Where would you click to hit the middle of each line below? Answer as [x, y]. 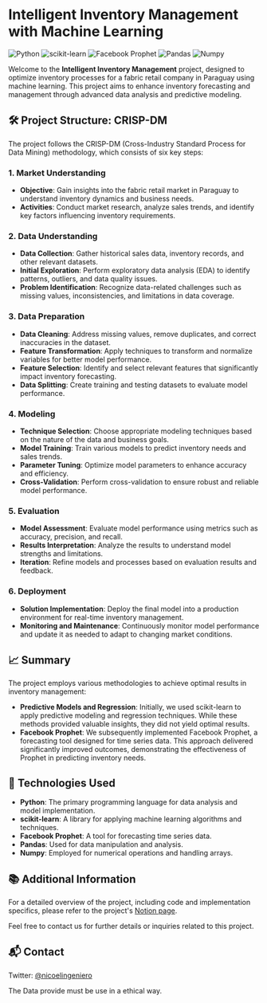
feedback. [36, 570]
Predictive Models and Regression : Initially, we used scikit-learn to [130, 707]
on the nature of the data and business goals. [94, 439]
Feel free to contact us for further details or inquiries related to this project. [131, 926]
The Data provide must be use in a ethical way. [85, 990]
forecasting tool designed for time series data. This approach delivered [136, 741]
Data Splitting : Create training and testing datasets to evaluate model [134, 385]
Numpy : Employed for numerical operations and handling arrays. [126, 853]
